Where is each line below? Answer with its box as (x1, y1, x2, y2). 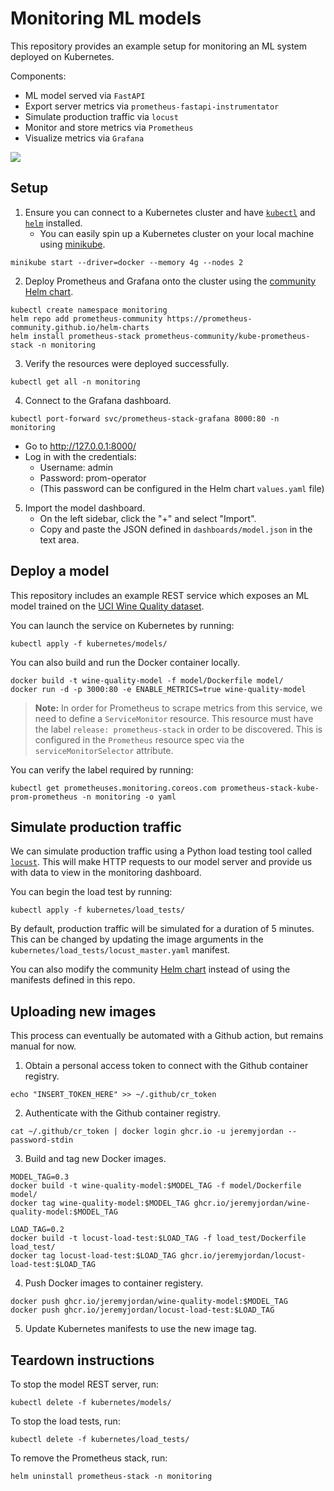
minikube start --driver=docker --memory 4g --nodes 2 (10, 257, 244, 267)
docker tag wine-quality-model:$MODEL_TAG (10, 1198, 190, 1209)
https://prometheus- (166, 313, 253, 324)
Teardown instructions (10, 1352, 155, 1369)
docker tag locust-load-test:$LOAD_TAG (10, 1251, 177, 1261)
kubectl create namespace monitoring (10, 305, 168, 315)
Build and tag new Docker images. (24, 1153, 167, 1165)
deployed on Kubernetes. (10, 50, 115, 62)
